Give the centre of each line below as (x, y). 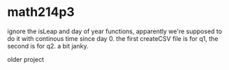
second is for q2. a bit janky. (48, 46)
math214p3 (41, 12)
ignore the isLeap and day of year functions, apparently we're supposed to (114, 31)
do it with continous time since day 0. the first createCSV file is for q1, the (113, 38)
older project (25, 59)
